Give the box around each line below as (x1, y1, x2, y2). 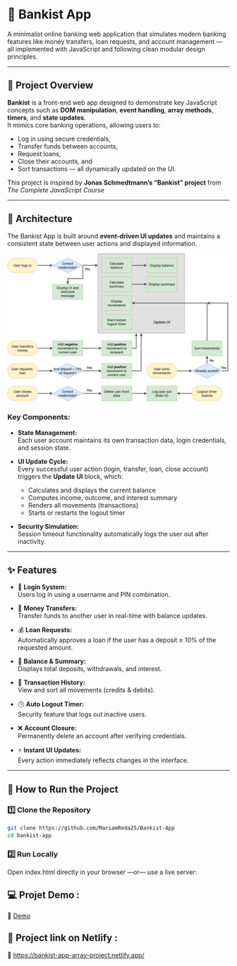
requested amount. (17, 644, 73, 652)
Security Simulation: (17, 522, 80, 530)
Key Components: (7, 412, 71, 422)
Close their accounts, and (17, 157, 93, 165)
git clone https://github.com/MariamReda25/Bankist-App (7, 825, 175, 832)
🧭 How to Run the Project (7, 783, 119, 795)
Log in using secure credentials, (17, 134, 111, 143)
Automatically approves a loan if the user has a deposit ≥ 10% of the (17, 636, 217, 644)
